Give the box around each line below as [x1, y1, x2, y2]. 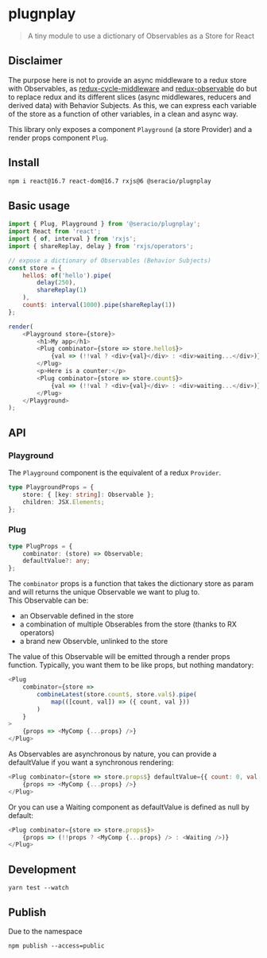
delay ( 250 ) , [37, 279, 77, 287]
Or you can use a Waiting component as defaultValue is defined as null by [8, 802, 250, 812]
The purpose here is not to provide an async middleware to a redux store [8, 75, 247, 84]
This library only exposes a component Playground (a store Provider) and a [8, 124, 253, 134]
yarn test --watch [8, 884, 69, 892]
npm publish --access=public [8, 941, 105, 950]
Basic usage [8, 199, 70, 212]
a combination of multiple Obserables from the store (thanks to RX [19, 619, 237, 629]
